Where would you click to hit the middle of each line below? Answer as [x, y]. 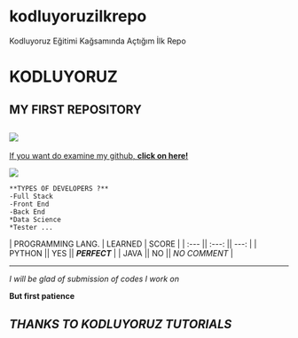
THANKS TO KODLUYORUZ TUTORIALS [121, 324]
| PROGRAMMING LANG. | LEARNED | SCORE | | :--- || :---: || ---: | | [133, 244]
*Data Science [35, 220]
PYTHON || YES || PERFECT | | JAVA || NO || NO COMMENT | [121, 254]
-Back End [27, 212]
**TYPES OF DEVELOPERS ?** [59, 189]
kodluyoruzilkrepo [78, 16]
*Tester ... [31, 228]
